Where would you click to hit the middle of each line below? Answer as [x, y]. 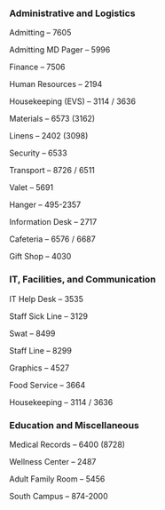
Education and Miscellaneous [74, 425]
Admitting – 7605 [40, 33]
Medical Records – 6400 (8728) [67, 444]
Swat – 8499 [32, 333]
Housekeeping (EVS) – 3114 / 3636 [72, 101]
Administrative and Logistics [72, 13]
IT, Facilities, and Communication [83, 280]
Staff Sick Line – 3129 [49, 316]
